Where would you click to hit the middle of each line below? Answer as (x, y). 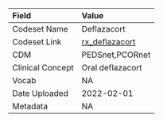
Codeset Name (41, 29)
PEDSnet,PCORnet (116, 55)
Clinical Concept (43, 68)
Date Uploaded (41, 93)
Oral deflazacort (112, 68)
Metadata (30, 106)
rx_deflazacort (109, 42)
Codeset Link (37, 42)
